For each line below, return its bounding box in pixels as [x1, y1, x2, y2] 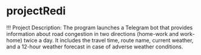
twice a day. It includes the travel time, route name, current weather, [23, 36, 194, 44]
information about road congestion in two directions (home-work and [6, 30, 179, 37]
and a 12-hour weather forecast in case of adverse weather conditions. [6, 43, 183, 50]
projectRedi [6, 4, 66, 18]
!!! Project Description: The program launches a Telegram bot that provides [6, 24, 193, 31]
